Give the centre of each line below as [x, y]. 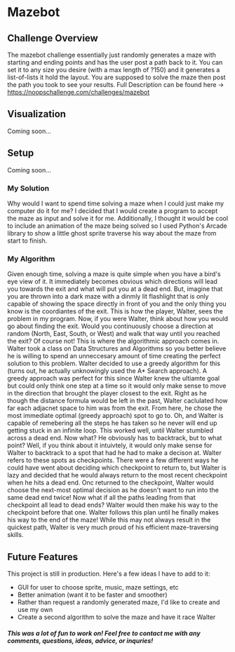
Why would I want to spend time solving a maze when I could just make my [116, 203]
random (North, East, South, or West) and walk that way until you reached [114, 334]
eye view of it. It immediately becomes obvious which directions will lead [112, 282]
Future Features [43, 557]
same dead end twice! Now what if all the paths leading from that [101, 498]
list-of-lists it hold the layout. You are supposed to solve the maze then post [116, 77]
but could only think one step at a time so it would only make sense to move [117, 386]
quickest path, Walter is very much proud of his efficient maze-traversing [113, 527]
